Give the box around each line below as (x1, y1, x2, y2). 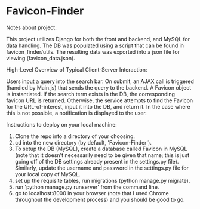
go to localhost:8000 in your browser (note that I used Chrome (14, 189, 169, 196)
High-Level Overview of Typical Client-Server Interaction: (6, 66, 147, 73)
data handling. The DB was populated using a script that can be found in (6, 42, 184, 49)
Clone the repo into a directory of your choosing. (14, 133, 136, 140)
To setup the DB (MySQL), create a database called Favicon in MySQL (14, 145, 187, 152)
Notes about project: (6, 24, 57, 31)
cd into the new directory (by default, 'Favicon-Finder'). (14, 139, 152, 146)
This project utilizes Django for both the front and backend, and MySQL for (6, 35, 190, 42)
